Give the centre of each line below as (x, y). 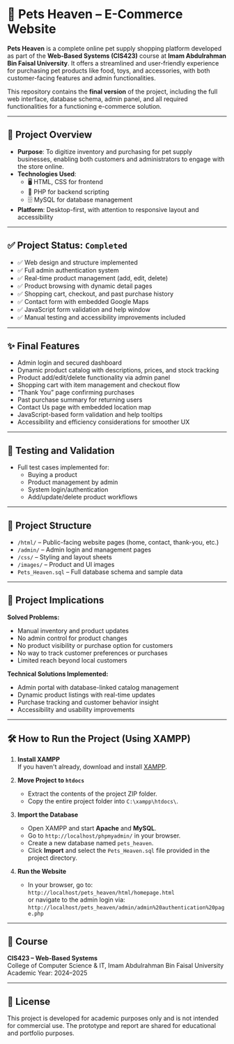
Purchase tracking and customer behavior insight (88, 702)
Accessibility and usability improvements (76, 709)
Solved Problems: (33, 617)
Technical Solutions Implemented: (58, 674)
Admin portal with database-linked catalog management (98, 687)
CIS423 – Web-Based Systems (53, 958)
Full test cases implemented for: (63, 467)
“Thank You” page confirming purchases (76, 393)
